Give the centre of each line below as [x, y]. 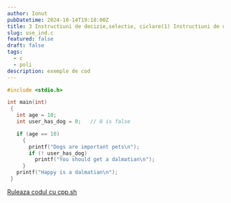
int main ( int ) [27, 103]
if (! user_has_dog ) [58, 153]
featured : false [30, 39]
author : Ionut [27, 13]
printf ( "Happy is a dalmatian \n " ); [67, 173]
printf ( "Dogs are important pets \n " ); [84, 147]
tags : [15, 52]
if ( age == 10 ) [38, 134]
